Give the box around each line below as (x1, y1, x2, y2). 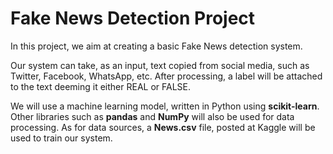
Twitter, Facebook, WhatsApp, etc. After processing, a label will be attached (10, 70, 323, 82)
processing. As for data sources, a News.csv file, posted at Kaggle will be (10, 121, 316, 133)
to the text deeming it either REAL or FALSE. (10, 80, 192, 92)
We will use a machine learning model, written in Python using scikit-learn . (10, 100, 320, 112)
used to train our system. (10, 132, 113, 144)
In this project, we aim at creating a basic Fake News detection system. (10, 40, 303, 52)
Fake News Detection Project (10, 7, 256, 30)
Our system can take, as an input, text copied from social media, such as (10, 59, 310, 71)
